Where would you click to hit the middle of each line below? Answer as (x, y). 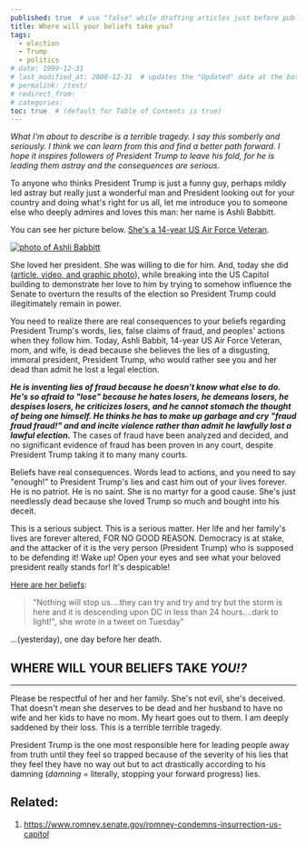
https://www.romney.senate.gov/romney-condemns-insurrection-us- (153, 824)
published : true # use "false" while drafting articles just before (145, 18)
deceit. (23, 511)
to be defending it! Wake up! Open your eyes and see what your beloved (145, 558)
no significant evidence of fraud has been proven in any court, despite (142, 445)
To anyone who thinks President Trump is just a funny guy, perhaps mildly (148, 184)
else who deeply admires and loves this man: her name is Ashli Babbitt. (143, 212)
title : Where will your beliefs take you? (92, 26)
